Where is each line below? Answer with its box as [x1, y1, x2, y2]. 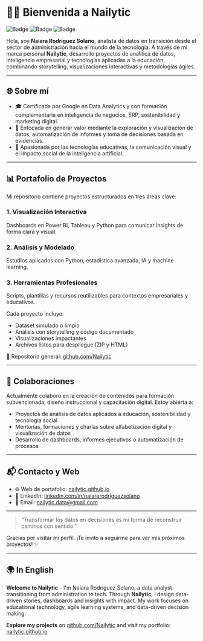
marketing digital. [14, 117, 59, 125]
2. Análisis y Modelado [6, 243, 74, 252]
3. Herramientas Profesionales [6, 278, 98, 287]
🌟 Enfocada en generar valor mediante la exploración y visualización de [14, 124, 193, 131]
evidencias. [14, 137, 44, 144]
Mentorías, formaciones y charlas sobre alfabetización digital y [14, 423, 172, 431]
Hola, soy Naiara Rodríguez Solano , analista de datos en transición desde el [6, 37, 196, 44]
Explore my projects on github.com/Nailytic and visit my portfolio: [6, 621, 171, 628]
